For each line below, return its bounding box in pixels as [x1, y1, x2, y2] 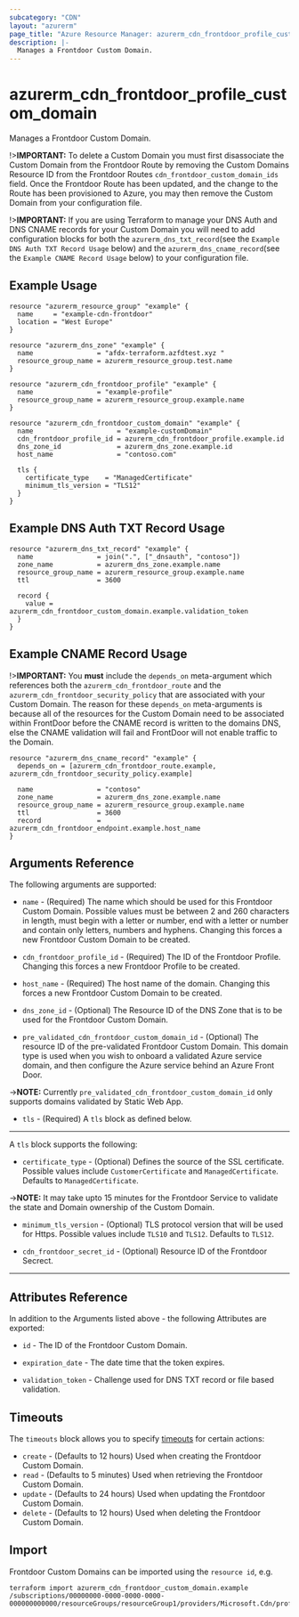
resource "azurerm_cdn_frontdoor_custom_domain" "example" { [9, 418, 241, 427]
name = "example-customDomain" [17, 427, 214, 435]
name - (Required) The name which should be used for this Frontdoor [21, 897, 273, 907]
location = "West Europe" [17, 317, 114, 326]
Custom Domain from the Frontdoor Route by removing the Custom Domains [9, 159, 289, 170]
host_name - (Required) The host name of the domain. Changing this [21, 979, 271, 989]
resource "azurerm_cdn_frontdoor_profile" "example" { [9, 379, 217, 388]
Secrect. [21, 1255, 53, 1266]
